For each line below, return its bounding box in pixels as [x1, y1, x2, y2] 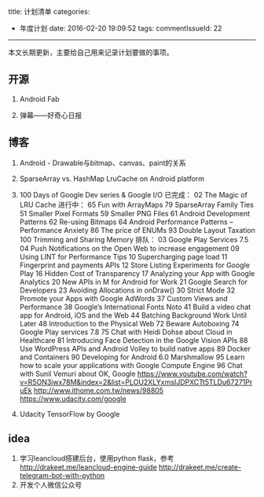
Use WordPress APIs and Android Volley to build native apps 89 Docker [19, 344, 251, 353]
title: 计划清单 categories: [8, 7, 90, 16]
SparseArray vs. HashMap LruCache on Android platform [19, 174, 205, 183]
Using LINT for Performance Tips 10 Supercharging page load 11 [19, 252, 228, 261]
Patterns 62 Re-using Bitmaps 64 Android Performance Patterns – [19, 217, 233, 226]
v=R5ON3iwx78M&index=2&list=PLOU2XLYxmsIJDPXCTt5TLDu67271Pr [19, 377, 253, 387]
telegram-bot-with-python [19, 471, 105, 480]
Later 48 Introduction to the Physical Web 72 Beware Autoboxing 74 [19, 318, 240, 328]
